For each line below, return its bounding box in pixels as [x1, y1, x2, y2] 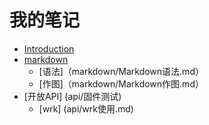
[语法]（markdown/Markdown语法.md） [38, 65, 204, 77]
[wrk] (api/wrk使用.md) [38, 102, 134, 115]
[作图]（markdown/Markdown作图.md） [38, 77, 204, 90]
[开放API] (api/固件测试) [23, 90, 122, 102]
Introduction [23, 42, 75, 55]
